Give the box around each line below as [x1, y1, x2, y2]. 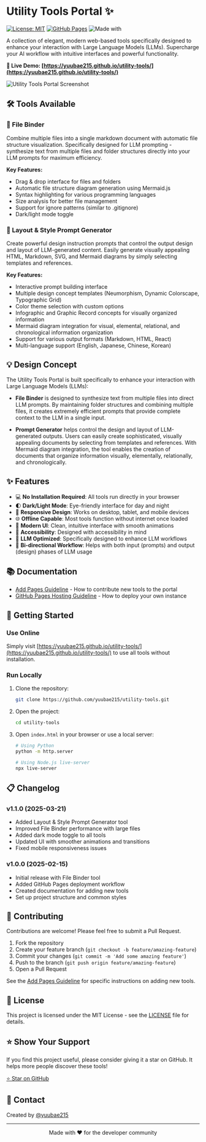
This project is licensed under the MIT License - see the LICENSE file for [6, 1012, 189, 1019]
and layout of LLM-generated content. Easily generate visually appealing [6, 246, 190, 253]
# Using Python [15, 743, 55, 749]
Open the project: [15, 708, 60, 715]
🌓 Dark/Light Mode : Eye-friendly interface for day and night [15, 502, 170, 509]
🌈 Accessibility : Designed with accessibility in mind [15, 528, 147, 536]
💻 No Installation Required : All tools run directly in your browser [15, 493, 180, 500]
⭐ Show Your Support [6, 1036, 90, 1047]
